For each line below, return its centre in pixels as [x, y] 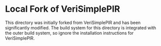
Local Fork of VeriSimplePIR [63, 9]
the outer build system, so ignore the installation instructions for [69, 33]
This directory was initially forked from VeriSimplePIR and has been [73, 23]
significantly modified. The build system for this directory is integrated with [81, 27]
